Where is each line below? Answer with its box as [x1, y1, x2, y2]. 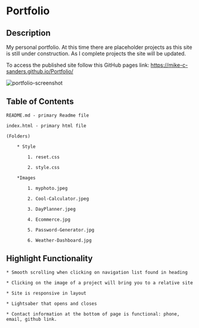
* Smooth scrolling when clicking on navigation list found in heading [6, 269, 188, 275]
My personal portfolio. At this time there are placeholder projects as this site [6, 43, 192, 51]
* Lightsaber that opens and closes [6, 301, 97, 307]
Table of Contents [6, 96, 74, 107]
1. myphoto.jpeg [27, 185, 68, 191]
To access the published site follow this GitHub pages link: [6, 61, 150, 68]
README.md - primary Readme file [6, 112, 89, 118]
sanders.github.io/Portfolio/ [6, 68, 73, 75]
